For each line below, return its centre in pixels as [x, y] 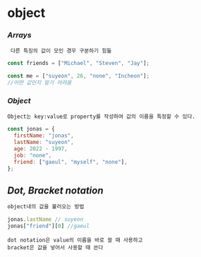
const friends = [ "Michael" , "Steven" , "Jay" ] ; [79, 64]
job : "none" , [33, 155]
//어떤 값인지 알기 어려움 [39, 83]
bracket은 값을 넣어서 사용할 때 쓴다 [55, 247]
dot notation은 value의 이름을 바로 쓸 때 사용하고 [75, 240]
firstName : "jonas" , [44, 136]
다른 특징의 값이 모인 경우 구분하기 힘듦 [61, 51]
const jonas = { [31, 129]
